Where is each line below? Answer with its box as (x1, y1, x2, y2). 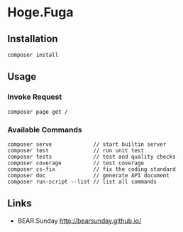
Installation (7, 33, 58, 45)
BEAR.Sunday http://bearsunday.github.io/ (17, 216, 142, 225)
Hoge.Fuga (7, 4, 74, 21)
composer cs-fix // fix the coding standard (7, 165, 176, 173)
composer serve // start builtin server (7, 140, 167, 148)
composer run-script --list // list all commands (7, 178, 157, 185)
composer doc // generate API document (7, 172, 170, 179)
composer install (7, 51, 59, 58)
